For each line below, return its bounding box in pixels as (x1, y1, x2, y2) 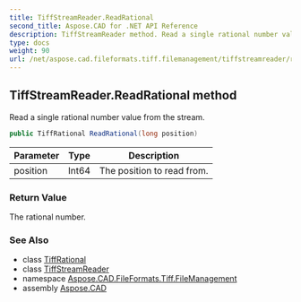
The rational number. (9, 211, 87, 222)
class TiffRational (21, 255, 87, 265)
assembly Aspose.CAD (21, 283, 107, 294)
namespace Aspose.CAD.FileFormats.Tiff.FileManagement (21, 273, 237, 284)
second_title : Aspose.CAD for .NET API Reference (9, 22, 199, 30)
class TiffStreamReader (21, 263, 110, 274)
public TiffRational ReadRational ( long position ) (9, 129, 199, 138)
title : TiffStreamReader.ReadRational (9, 13, 154, 22)
